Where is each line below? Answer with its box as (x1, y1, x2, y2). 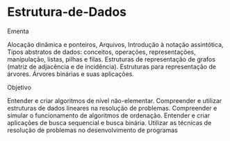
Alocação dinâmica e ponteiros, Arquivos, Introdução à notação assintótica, (7, 40, 224, 48)
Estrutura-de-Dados (7, 4, 127, 20)
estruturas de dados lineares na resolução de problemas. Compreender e (7, 104, 217, 112)
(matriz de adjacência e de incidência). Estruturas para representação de (7, 62, 217, 70)
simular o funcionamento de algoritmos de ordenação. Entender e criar (7, 111, 211, 120)
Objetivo (7, 83, 31, 91)
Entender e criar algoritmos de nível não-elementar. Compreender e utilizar (7, 96, 222, 104)
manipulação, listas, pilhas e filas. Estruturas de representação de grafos (7, 55, 215, 63)
